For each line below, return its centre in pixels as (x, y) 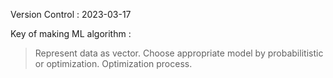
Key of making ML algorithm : (71, 33)
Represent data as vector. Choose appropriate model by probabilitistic (179, 53)
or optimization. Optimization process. (113, 63)
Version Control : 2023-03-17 (71, 14)
